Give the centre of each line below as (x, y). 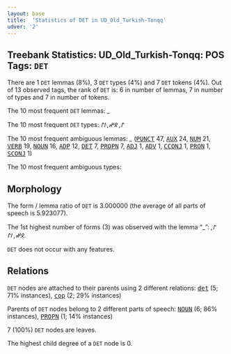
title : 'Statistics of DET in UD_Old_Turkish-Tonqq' (87, 20)
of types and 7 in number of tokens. (58, 98)
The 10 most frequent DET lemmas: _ (58, 111)
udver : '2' (23, 26)
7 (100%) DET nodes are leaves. (52, 330)
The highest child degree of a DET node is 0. (70, 343)
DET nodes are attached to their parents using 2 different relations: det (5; (113, 288)
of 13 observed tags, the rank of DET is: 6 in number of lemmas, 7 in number (115, 90)
